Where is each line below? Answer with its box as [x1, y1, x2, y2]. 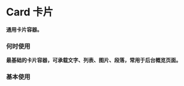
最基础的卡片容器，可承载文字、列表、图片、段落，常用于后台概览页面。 [6, 57, 181, 64]
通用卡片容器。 [6, 26, 42, 33]
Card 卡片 [6, 5, 53, 19]
